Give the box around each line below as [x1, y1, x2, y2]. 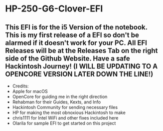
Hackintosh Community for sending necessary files [12, 104, 118, 110]
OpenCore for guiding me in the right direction [12, 93, 108, 99]
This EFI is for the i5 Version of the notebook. [5, 23, 148, 31]
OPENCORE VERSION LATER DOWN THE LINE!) [5, 69, 154, 78]
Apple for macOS [12, 88, 48, 94]
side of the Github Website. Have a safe [5, 54, 131, 62]
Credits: [12, 83, 29, 89]
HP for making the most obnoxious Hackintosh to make [12, 109, 126, 115]
